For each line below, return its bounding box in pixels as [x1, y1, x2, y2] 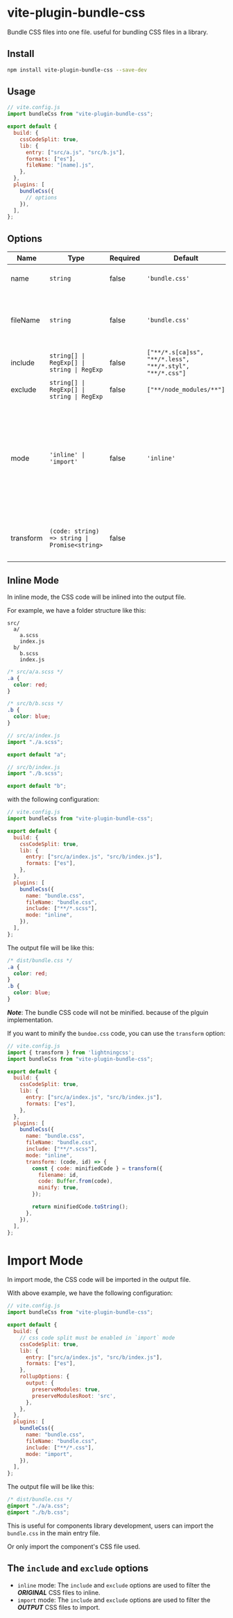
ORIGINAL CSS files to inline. [17, 1588, 101, 1596]
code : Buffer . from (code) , [37, 1178, 113, 1185]
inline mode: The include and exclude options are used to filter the [17, 1580, 211, 1589]
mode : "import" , [25, 1451, 73, 1458]
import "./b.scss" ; [7, 770, 64, 777]
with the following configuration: [7, 795, 100, 804]
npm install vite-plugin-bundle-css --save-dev [7, 66, 148, 74]
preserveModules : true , [32, 1386, 101, 1393]
